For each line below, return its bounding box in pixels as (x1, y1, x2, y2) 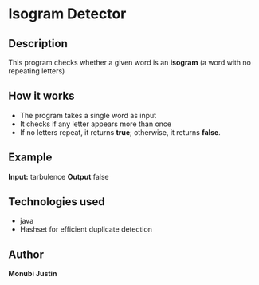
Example (8, 151, 53, 164)
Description (8, 37, 68, 50)
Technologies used (8, 195, 105, 208)
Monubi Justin (8, 269, 57, 279)
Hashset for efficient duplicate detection (19, 224, 153, 234)
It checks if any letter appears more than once (19, 119, 172, 129)
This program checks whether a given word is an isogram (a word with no (8, 57, 252, 67)
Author (8, 247, 44, 261)
